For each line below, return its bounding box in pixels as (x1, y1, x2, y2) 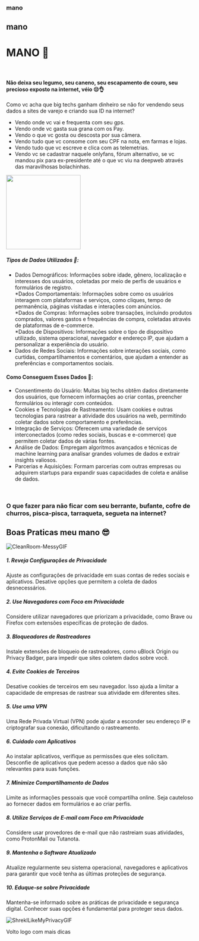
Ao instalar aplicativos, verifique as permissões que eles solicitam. (6, 753, 169, 760)
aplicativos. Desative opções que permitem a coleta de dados (6, 578, 157, 585)
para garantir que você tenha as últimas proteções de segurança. (6, 870, 166, 877)
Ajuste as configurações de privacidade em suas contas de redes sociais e (6, 572, 190, 579)
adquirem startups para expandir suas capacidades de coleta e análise (14, 469, 188, 476)
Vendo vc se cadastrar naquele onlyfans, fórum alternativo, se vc (14, 150, 175, 158)
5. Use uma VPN (6, 702, 48, 710)
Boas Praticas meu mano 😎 (6, 527, 110, 537)
